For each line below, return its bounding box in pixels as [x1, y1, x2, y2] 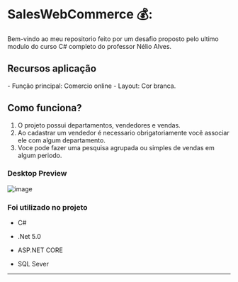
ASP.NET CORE [17, 246, 64, 254]
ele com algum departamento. [17, 136, 106, 145]
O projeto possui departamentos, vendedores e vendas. [17, 120, 181, 129]
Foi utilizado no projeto [7, 202, 88, 212]
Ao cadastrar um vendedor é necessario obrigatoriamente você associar [17, 128, 229, 137]
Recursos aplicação [7, 62, 97, 75]
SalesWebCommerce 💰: [7, 6, 153, 23]
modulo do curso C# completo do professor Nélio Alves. [7, 42, 172, 50]
